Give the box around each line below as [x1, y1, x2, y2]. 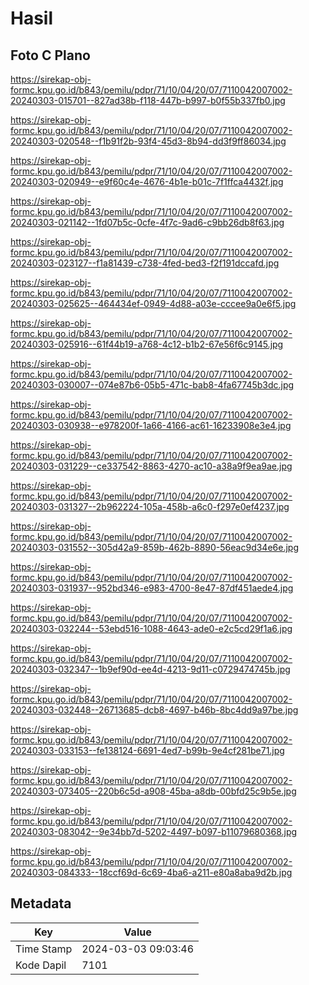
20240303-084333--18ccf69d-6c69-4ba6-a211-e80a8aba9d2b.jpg [10, 867, 293, 878]
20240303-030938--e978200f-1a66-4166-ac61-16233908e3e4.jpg [10, 420, 292, 431]
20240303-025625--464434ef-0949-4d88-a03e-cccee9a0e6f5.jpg [10, 298, 297, 309]
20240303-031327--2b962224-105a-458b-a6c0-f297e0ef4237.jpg [10, 501, 290, 512]
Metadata [10, 895, 72, 912]
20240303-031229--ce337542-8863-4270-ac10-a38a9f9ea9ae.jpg [10, 460, 293, 472]
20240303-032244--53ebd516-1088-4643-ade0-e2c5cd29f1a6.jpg [10, 623, 293, 634]
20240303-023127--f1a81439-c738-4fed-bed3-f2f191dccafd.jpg [10, 257, 280, 269]
